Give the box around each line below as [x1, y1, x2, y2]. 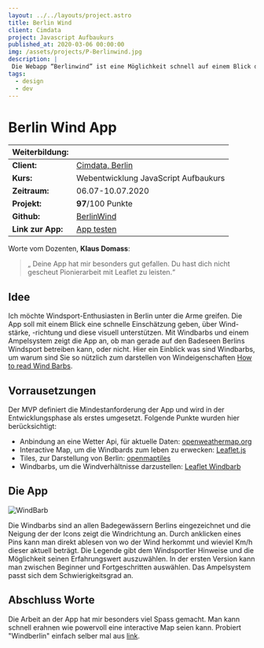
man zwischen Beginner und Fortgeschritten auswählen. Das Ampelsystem [8, 562, 251, 572]
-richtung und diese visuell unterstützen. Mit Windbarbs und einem [31, 328, 249, 338]
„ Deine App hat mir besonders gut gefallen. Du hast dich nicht [27, 259, 230, 269]
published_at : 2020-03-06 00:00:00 [8, 41, 125, 49]
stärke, [8, 328, 31, 338]
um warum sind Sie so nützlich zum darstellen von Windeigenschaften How [8, 353, 253, 362]
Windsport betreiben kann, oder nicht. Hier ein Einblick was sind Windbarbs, [8, 345, 255, 354]
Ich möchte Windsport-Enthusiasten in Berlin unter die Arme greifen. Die [8, 311, 243, 320]
